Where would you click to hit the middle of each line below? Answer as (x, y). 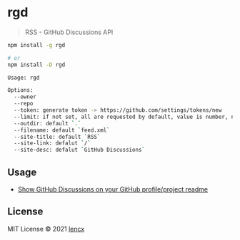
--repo (24, 104)
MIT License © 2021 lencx (46, 229)
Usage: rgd (24, 78)
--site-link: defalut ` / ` (52, 143)
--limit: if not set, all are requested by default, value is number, (121, 117)
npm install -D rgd (36, 65)
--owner (25, 97)
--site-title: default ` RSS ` (57, 137)
